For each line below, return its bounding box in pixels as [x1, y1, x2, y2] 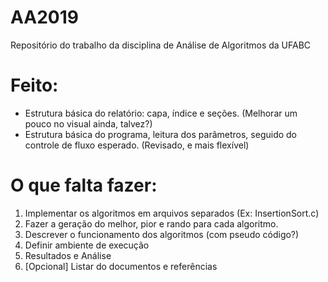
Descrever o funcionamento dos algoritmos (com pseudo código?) [24, 228, 300, 240]
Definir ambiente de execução [24, 239, 150, 251]
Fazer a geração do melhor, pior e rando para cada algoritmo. [24, 217, 279, 230]
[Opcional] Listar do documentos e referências [24, 260, 218, 272]
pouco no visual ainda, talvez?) [24, 117, 153, 130]
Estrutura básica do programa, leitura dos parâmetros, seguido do [24, 128, 298, 140]
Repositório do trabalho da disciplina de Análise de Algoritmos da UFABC [10, 39, 312, 51]
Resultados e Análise [24, 249, 112, 261]
